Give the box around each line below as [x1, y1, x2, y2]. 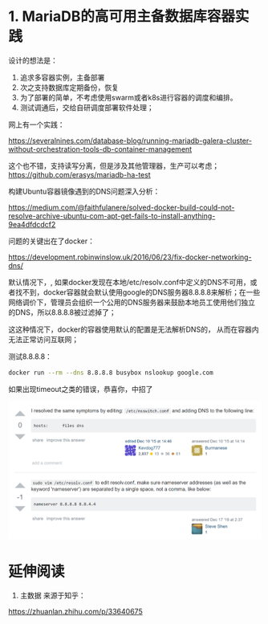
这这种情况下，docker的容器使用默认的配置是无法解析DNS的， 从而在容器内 [8, 324, 259, 334]
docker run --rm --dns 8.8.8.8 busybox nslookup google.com [8, 369, 214, 377]
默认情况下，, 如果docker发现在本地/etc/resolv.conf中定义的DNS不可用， [8, 277, 250, 287]
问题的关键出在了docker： [8, 236, 95, 246]
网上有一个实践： [8, 120, 65, 129]
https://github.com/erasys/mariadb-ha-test [8, 169, 151, 179]
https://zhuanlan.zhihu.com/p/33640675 [8, 606, 143, 616]
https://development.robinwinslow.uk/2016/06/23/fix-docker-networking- [8, 252, 252, 262]
